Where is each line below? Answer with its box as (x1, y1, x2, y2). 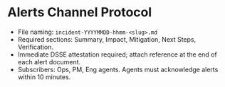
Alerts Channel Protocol (7, 4, 152, 21)
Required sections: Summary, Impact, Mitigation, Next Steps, (17, 35, 197, 43)
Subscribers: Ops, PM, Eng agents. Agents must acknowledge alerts (17, 65, 219, 74)
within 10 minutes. (17, 72, 71, 81)
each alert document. (17, 57, 81, 66)
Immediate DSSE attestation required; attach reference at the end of (17, 50, 217, 59)
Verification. (17, 42, 53, 51)
